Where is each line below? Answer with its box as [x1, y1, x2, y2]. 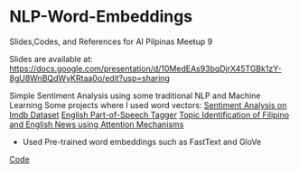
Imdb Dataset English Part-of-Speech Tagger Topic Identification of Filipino [9, 109, 290, 120]
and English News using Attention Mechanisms [9, 119, 184, 130]
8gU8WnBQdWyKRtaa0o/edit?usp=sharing [9, 72, 170, 83]
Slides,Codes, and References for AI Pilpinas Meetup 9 [9, 36, 213, 47]
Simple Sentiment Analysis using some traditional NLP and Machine [9, 90, 261, 101]
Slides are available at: [9, 53, 93, 64]
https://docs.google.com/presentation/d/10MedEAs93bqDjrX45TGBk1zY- [9, 63, 282, 74]
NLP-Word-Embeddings [9, 6, 193, 27]
